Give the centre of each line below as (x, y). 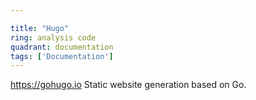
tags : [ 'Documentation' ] (62, 56)
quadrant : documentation (62, 47)
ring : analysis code (53, 37)
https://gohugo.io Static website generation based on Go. (128, 85)
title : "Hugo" (40, 28)
